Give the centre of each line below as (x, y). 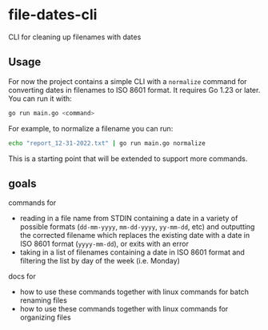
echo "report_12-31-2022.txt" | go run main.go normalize (107, 143)
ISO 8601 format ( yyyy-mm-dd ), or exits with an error (104, 244)
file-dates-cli (53, 15)
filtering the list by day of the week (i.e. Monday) (100, 261)
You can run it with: (40, 99)
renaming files (44, 300)
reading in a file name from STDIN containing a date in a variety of (129, 219)
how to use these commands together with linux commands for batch (134, 292)
